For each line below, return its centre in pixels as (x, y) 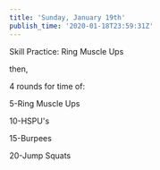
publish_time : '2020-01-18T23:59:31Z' (81, 26)
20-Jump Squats (40, 155)
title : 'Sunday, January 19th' (67, 17)
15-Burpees (30, 138)
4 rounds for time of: (47, 86)
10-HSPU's (29, 121)
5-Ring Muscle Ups (45, 103)
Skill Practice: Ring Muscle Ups (67, 51)
